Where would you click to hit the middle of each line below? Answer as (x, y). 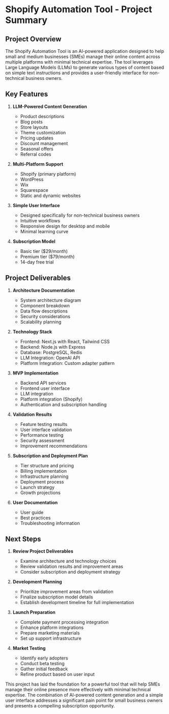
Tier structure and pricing (47, 465)
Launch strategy (37, 487)
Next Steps (23, 539)
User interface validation (46, 430)
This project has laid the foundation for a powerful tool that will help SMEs (83, 684)
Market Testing (29, 648)
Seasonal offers (37, 149)
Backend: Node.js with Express (53, 347)
